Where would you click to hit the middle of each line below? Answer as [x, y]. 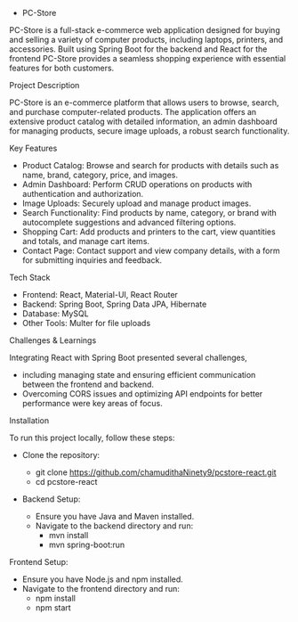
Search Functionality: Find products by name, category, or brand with [149, 213]
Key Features [33, 148]
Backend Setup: [51, 499]
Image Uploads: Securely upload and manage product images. [137, 203]
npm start [53, 608]
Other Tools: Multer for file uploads [86, 323]
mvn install [68, 535]
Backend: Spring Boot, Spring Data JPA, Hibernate [114, 304]
